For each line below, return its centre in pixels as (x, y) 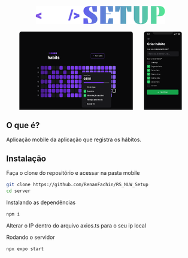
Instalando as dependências (41, 202)
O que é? (23, 125)
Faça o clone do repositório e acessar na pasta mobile (73, 173)
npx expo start (25, 249)
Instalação (26, 158)
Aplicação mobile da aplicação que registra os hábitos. (74, 139)
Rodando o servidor (31, 237)
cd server (19, 191)
